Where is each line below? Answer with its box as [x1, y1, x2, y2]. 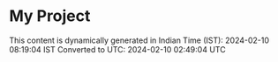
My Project [9, 6, 91, 26]
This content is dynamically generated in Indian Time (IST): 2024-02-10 [9, 35, 270, 45]
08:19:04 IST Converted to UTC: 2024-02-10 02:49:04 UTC [9, 44, 227, 54]
